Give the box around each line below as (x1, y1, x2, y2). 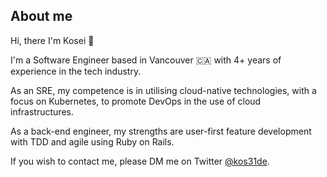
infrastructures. (10, 105, 74, 118)
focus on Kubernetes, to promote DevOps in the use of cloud (10, 95, 262, 107)
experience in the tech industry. (10, 65, 142, 77)
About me (10, 8, 73, 25)
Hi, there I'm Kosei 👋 (10, 34, 95, 46)
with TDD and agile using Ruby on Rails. (10, 135, 175, 148)
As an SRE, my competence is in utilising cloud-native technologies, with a (10, 84, 317, 96)
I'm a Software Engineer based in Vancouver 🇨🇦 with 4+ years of (10, 54, 282, 66)
